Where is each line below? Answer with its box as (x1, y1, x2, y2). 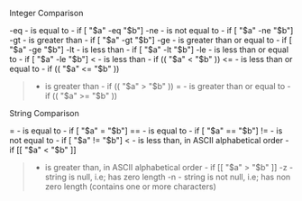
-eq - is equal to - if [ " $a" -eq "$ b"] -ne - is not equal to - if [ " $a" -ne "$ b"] (9, 25, 294, 35)
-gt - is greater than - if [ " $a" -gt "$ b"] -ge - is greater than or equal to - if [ (9, 35, 293, 45)
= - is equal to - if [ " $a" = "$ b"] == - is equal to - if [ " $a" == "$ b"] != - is (9, 125, 283, 136)
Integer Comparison (9, 8, 84, 18)
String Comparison (9, 108, 79, 118)
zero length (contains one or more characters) (44, 181, 216, 192)
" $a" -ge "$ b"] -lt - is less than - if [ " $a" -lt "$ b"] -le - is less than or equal (9, 44, 289, 55)
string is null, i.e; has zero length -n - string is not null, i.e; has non (44, 171, 291, 182)
